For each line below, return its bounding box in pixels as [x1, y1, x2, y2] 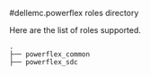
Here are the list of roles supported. [9, 25, 142, 35]
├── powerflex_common [9, 50, 91, 59]
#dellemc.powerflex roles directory [9, 8, 139, 18]
